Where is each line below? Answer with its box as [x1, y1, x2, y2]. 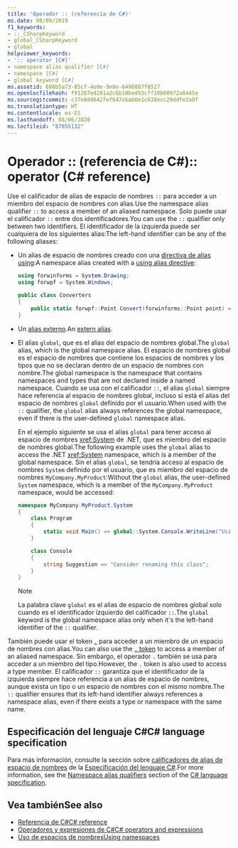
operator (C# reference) [7, 168, 151, 185]
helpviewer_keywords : [7, 50, 72, 58]
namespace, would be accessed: [17, 488, 115, 496]
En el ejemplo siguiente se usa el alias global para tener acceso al [17, 427, 212, 436]
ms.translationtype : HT [7, 103, 78, 110]
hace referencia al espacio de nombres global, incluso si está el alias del [17, 391, 230, 399]
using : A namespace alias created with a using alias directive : [17, 259, 197, 267]
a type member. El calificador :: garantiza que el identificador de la [7, 667, 205, 676]
